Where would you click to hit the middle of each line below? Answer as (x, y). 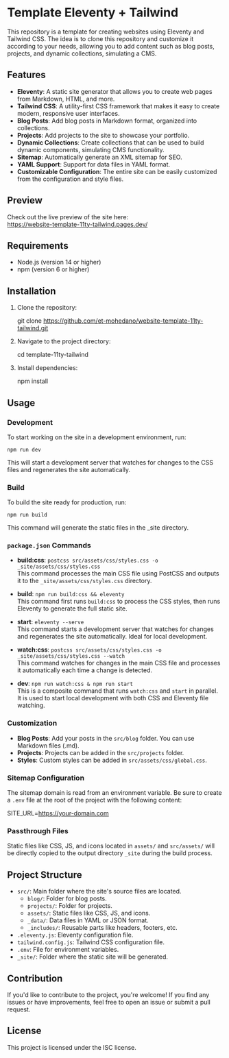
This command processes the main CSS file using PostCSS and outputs (118, 574)
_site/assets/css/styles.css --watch (71, 656)
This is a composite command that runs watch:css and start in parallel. (117, 691)
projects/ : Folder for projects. (70, 906)
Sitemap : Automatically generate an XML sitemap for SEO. (100, 157)
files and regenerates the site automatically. (69, 469)
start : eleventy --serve (50, 622)
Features (26, 75)
